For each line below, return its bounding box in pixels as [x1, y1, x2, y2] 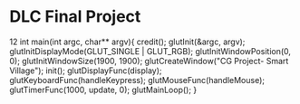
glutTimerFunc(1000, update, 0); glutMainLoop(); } [9, 84, 198, 95]
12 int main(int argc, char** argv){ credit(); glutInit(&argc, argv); [9, 36, 246, 47]
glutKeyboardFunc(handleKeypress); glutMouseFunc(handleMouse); [9, 74, 266, 85]
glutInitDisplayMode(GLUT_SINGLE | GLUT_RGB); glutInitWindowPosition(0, [9, 45, 292, 56]
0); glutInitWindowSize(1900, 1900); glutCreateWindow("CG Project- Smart [9, 55, 289, 66]
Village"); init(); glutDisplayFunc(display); [9, 65, 162, 76]
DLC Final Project [9, 6, 141, 27]
